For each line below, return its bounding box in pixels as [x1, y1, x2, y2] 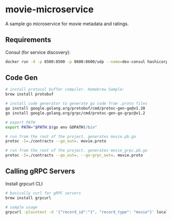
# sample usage [5, 205, 38, 210]
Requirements [5, 35, 51, 44]
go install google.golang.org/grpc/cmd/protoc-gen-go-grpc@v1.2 [5, 111, 145, 116]
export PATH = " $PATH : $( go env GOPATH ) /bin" [5, 124, 97, 130]
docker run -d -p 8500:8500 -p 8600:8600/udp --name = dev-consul [5, 59, 145, 64]
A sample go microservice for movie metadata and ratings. [5, 21, 129, 27]
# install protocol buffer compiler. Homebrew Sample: [5, 87, 125, 92]
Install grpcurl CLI [5, 180, 43, 187]
